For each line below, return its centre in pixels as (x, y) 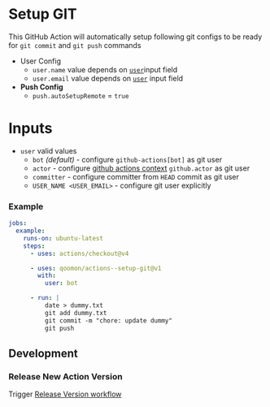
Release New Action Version (66, 376)
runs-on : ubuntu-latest (63, 238)
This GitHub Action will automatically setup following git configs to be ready (135, 37)
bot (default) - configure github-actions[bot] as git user (127, 159)
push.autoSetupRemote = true (81, 95)
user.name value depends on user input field (105, 69)
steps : (34, 246)
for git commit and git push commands (75, 45)
